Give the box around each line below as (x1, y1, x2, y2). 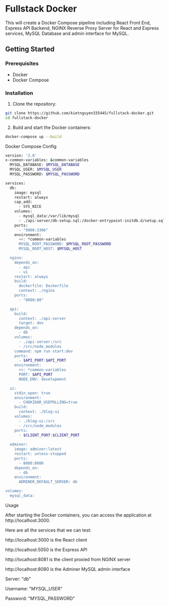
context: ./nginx (18, 288, 55, 293)
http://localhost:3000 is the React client (5, 537, 88, 543)
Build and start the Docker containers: (12, 124, 92, 130)
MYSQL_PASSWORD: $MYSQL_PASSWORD (10, 172, 80, 177)
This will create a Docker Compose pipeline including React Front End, (5, 20, 151, 26)
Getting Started (5, 45, 55, 53)
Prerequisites (5, 60, 39, 67)
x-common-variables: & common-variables (5, 158, 89, 163)
